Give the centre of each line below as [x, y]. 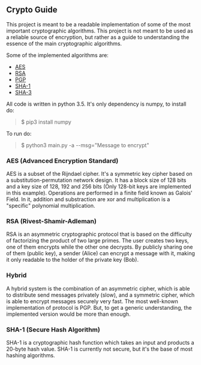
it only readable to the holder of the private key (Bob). [73, 260]
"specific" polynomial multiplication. [51, 206]
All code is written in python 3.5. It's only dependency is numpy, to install [96, 104]
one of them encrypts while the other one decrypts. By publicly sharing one [100, 247]
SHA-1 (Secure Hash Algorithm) [53, 330]
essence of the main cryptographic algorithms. [64, 43]
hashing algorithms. [31, 355]
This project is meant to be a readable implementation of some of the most [98, 24]
